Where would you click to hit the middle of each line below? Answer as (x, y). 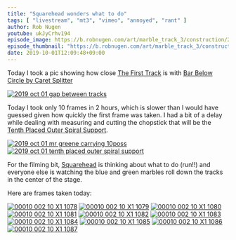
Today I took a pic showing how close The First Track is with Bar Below (110, 73)
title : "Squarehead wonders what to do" (67, 14)
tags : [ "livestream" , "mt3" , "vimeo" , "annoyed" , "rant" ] (97, 20)
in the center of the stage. (45, 179)
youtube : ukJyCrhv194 (39, 33)
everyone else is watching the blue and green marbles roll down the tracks (115, 172)
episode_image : (29, 40)
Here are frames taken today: (50, 193)
